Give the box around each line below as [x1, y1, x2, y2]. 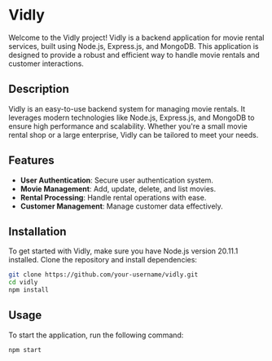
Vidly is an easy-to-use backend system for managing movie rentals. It [8, 103, 246, 113]
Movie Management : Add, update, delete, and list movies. [20, 183, 217, 193]
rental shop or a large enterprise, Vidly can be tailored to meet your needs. [8, 130, 259, 139]
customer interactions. [8, 59, 84, 68]
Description [8, 82, 69, 96]
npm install [8, 286, 49, 294]
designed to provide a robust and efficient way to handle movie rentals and [8, 50, 261, 59]
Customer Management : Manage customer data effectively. [20, 201, 224, 211]
